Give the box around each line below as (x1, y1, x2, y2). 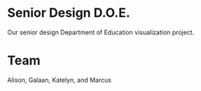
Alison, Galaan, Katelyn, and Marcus (7, 76, 112, 84)
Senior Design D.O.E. (7, 5, 131, 21)
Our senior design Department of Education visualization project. (7, 28, 195, 36)
